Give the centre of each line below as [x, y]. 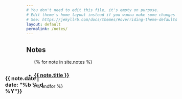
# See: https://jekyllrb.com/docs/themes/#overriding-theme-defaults [102, 19]
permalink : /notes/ [47, 29]
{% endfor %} [48, 86]
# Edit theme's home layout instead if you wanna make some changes [101, 15]
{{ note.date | [22, 78]
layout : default [43, 24]
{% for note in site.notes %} [63, 62]
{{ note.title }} [51, 75]
